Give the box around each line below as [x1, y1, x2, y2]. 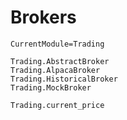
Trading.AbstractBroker [10, 56, 110, 66]
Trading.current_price [10, 100, 105, 110]
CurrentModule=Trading [10, 39, 105, 49]
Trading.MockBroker [10, 82, 92, 93]
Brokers [10, 6, 77, 29]
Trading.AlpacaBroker [10, 65, 101, 75]
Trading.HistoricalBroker [10, 74, 118, 84]
